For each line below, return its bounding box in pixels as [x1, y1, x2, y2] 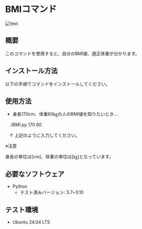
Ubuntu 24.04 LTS [12, 219, 50, 225]
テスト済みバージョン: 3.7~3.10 [19, 189, 84, 195]
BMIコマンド [5, 4, 57, 15]
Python [12, 183, 27, 189]
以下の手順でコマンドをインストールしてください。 [5, 81, 110, 87]
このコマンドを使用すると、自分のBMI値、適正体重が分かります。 [5, 50, 140, 57]
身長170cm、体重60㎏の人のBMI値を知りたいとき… [12, 111, 118, 117]
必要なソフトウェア [5, 170, 64, 178]
